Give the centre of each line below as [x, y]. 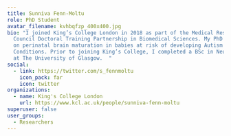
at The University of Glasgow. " [63, 58]
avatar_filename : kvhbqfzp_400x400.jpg [64, 26]
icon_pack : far [41, 77]
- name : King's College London [58, 97]
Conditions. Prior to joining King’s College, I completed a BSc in [113, 52]
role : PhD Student [33, 20]
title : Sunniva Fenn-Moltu [46, 13]
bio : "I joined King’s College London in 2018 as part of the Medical [110, 33]
